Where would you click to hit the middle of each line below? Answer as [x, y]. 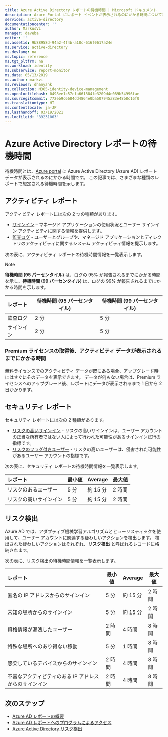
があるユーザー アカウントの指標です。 [52, 455]
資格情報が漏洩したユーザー [40, 630]
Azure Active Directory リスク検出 [47, 729]
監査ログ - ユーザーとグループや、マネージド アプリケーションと [78, 237]
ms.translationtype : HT [30, 103]
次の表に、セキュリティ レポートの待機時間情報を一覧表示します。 [73, 466]
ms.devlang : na [21, 52]
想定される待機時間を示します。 [55, 183]
